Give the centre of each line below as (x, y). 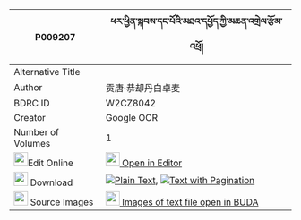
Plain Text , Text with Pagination (185, 180)
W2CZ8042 (131, 103)
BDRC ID (32, 103)
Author (28, 87)
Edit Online (51, 163)
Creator (30, 118)
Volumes (32, 144)
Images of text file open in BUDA (190, 202)
